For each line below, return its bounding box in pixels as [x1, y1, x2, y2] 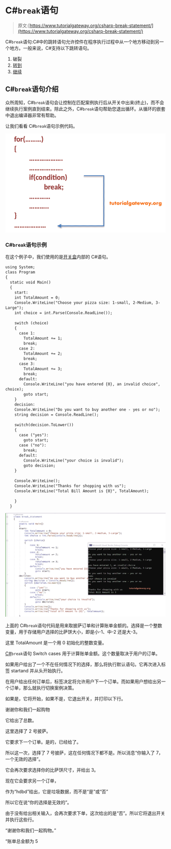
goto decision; [23, 463, 56, 468]
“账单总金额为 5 [5, 838, 38, 844]
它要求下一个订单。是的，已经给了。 [5, 739, 81, 745]
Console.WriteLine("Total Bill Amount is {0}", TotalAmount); [14, 489, 149, 494]
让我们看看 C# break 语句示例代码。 [5, 123, 78, 129]
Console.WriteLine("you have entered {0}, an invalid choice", [23, 382, 160, 387]
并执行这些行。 [5, 816, 37, 823]
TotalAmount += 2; [23, 351, 63, 356]
